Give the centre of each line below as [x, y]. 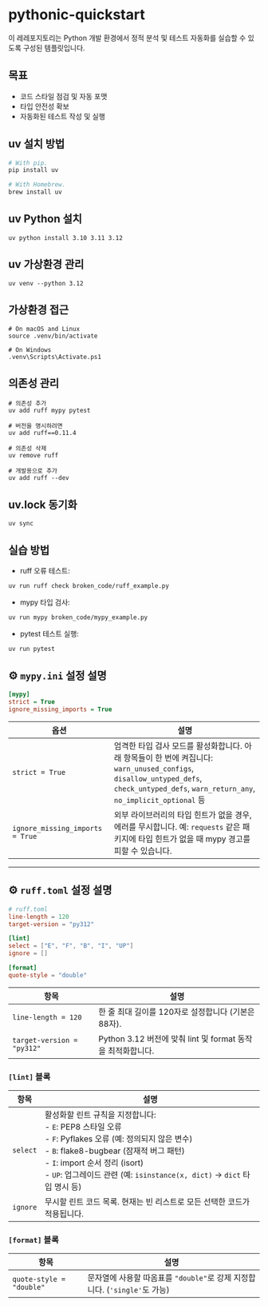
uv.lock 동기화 [43, 504]
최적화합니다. [131, 1051]
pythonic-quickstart [77, 15]
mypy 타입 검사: [45, 602]
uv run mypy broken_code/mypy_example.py [78, 617]
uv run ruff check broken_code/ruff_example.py [89, 585]
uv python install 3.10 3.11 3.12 [66, 238]
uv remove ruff [33, 456]
